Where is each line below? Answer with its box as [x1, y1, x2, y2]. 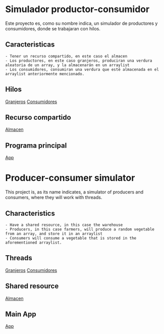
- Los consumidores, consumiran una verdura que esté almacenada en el [5, 67, 159, 72]
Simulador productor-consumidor [5, 4, 150, 15]
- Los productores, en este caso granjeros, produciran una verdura [5, 58, 152, 63]
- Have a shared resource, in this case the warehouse [5, 222, 123, 227]
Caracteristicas [5, 40, 55, 49]
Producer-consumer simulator [5, 172, 135, 184]
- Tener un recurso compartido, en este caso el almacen [5, 54, 128, 59]
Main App [5, 310, 36, 318]
